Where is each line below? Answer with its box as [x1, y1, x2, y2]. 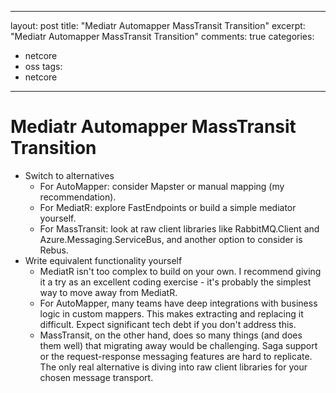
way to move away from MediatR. [39, 286, 178, 298]
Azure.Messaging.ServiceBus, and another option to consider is [39, 233, 303, 245]
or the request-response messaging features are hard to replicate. [39, 350, 313, 362]
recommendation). [39, 191, 117, 203]
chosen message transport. [39, 371, 154, 383]
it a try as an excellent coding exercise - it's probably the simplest [39, 276, 312, 288]
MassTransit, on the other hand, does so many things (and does [39, 329, 303, 341]
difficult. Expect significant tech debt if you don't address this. [39, 318, 297, 330]
